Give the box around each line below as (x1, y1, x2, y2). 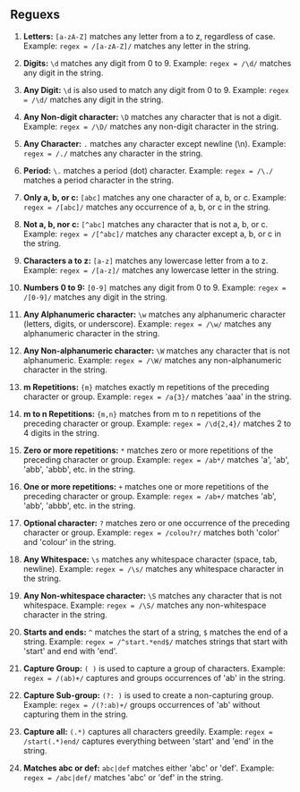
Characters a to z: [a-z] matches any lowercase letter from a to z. (22, 255, 269, 266)
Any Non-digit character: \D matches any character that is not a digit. (22, 111, 282, 122)
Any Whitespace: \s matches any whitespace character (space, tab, (22, 554, 278, 565)
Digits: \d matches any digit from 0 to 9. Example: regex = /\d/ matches (22, 57, 292, 68)
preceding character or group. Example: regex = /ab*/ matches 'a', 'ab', (22, 454, 290, 464)
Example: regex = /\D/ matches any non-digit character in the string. (22, 121, 279, 132)
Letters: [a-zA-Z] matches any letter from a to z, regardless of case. (22, 30, 276, 41)
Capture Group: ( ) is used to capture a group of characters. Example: (22, 662, 286, 674)
